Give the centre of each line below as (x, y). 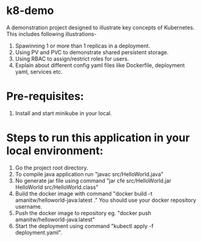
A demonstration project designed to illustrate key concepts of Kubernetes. (100, 27)
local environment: (55, 151)
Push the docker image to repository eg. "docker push (83, 213)
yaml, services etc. (39, 71)
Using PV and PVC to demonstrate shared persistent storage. (92, 52)
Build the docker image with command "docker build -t (84, 193)
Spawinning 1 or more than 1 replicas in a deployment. (82, 46)
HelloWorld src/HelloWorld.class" (57, 187)
